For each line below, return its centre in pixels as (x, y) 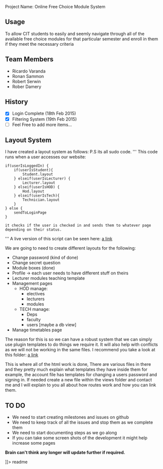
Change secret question (36, 263)
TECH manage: (35, 309)
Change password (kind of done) (45, 258)
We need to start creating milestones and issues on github (70, 417)
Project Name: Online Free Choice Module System (55, 7)
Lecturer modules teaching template (48, 278)
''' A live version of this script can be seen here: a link (59, 239)
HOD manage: (33, 289)
